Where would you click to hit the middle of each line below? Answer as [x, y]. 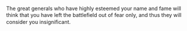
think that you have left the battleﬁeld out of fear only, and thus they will [94, 15]
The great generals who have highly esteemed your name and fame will [93, 8]
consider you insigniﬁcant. [39, 22]
